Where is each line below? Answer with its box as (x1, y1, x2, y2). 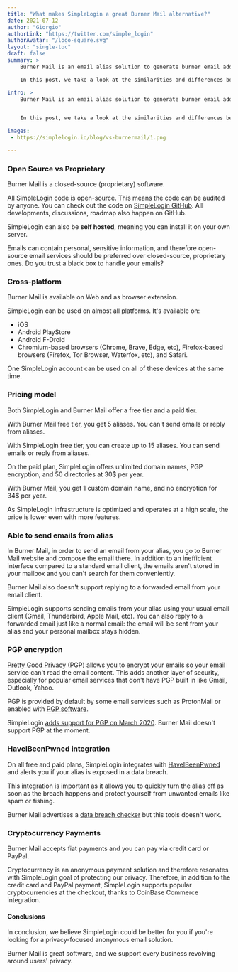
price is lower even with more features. (7, 513, 121, 521)
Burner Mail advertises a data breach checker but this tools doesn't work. (7, 810, 222, 818)
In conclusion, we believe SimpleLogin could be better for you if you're (7, 928, 214, 936)
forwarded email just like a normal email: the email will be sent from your (7, 619, 219, 628)
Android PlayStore (17, 328, 71, 336)
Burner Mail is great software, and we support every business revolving (7, 949, 216, 958)
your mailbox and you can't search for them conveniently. (7, 570, 176, 578)
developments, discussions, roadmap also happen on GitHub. (7, 209, 187, 218)
